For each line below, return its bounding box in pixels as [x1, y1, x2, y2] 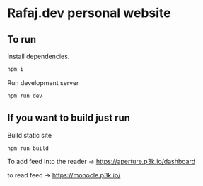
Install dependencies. [7, 52, 70, 60]
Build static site [7, 131, 52, 139]
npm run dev [7, 92, 42, 99]
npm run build [7, 144, 50, 152]
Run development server [7, 78, 79, 87]
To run [7, 33, 37, 45]
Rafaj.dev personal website [7, 5, 171, 21]
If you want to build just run [7, 112, 131, 124]
